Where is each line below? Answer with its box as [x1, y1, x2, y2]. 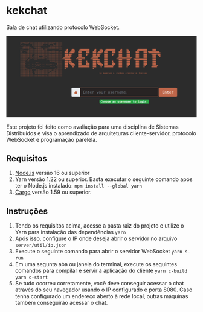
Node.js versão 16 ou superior [14, 170, 90, 177]
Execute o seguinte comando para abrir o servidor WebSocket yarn [14, 248, 182, 255]
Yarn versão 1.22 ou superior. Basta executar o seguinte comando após [14, 176, 193, 183]
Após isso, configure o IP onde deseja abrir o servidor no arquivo [14, 235, 178, 242]
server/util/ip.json [14, 243, 67, 249]
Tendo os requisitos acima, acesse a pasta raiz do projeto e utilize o [14, 222, 184, 229]
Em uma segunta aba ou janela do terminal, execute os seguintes [14, 261, 177, 268]
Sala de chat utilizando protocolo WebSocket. [6, 24, 120, 31]
